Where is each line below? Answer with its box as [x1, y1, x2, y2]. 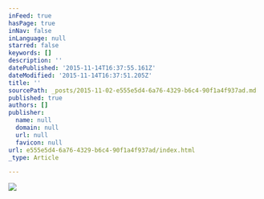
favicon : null [15, 138, 63, 147]
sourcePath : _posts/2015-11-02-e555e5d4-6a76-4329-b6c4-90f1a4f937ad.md [8, 86, 257, 95]
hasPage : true [8, 19, 56, 27]
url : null [15, 131, 48, 139]
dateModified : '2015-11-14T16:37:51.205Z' [8, 71, 152, 79]
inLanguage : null [8, 34, 67, 43]
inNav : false [8, 26, 52, 35]
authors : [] [8, 101, 48, 109]
